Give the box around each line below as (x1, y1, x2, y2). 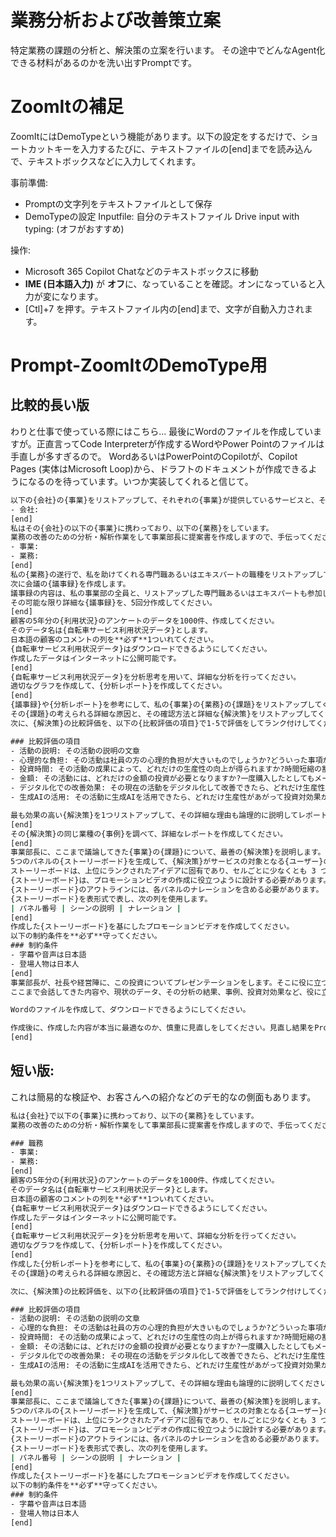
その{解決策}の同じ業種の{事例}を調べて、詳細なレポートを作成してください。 (10, 829, 288, 839)
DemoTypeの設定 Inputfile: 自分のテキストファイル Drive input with (24, 210, 300, 222)
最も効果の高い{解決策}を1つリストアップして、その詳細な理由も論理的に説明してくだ (10, 1378, 313, 1388)
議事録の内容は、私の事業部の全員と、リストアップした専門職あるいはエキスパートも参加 (10, 588, 323, 598)
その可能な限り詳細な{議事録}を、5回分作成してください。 (10, 597, 217, 608)
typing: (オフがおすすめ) (24, 222, 125, 235)
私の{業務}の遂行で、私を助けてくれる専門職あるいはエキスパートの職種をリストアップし (10, 569, 324, 580)
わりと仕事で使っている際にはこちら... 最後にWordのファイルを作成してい (10, 425, 314, 437)
